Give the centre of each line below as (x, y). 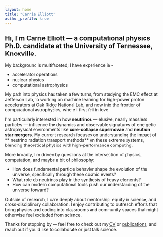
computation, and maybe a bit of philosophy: (50, 160)
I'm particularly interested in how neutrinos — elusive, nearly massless (76, 119)
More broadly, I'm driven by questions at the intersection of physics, (73, 155)
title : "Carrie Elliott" (30, 14)
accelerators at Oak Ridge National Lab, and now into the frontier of (73, 105)
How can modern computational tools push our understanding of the (81, 185)
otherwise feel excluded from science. (43, 215)
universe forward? (30, 190)
